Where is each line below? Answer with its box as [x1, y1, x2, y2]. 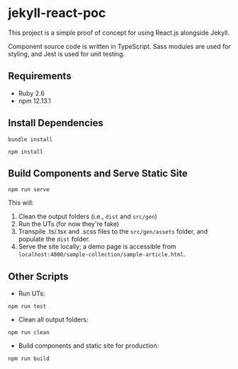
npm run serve [8, 186, 50, 193]
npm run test [8, 303, 47, 310]
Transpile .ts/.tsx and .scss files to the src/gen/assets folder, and [18, 227, 208, 236]
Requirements [8, 70, 72, 82]
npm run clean [8, 329, 50, 336]
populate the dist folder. [18, 235, 91, 244]
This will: [8, 198, 34, 207]
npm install [8, 148, 43, 155]
